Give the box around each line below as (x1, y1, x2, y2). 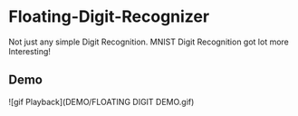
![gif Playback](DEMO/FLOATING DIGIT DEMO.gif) (8, 96, 195, 107)
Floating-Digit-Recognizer (8, 6, 210, 27)
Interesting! (8, 45, 52, 56)
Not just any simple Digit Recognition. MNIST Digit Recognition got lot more (8, 36, 289, 47)
